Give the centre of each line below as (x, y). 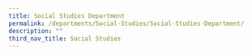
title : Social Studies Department (67, 16)
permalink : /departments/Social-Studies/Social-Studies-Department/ (126, 23)
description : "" (36, 31)
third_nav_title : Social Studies (65, 38)
